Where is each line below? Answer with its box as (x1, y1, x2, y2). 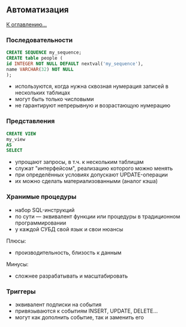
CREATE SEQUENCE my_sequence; (6, 49, 82, 56)
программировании (14, 219, 67, 226)
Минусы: (6, 260, 29, 267)
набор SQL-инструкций (14, 206, 75, 213)
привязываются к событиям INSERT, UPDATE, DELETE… (14, 307, 158, 314)
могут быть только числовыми (14, 96, 94, 103)
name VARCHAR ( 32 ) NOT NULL (6, 66, 74, 72)
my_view (6, 136, 26, 142)
